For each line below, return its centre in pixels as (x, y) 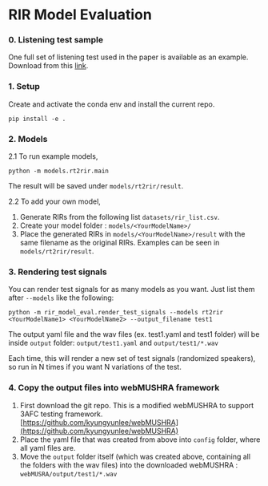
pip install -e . (37, 119)
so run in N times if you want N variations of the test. (95, 367)
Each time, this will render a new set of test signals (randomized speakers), (132, 358)
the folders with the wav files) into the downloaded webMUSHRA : (129, 465)
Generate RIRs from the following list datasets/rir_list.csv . (120, 217)
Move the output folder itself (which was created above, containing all (135, 456)
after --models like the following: (61, 298)
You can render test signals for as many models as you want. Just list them (132, 290)
